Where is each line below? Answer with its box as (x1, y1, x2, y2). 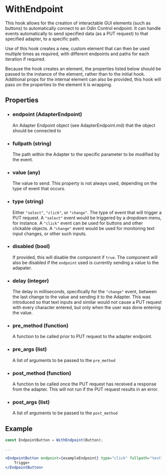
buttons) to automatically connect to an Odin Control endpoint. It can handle (5, 25, 161, 31)
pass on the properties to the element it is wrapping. (5, 81, 112, 88)
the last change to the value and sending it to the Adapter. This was (12, 294, 151, 300)
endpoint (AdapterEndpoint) (12, 111, 83, 118)
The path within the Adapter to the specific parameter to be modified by (12, 151, 160, 157)
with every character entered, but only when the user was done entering (12, 305, 161, 311)
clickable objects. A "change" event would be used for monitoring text (12, 225, 155, 231)
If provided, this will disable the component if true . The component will (12, 254, 158, 260)
